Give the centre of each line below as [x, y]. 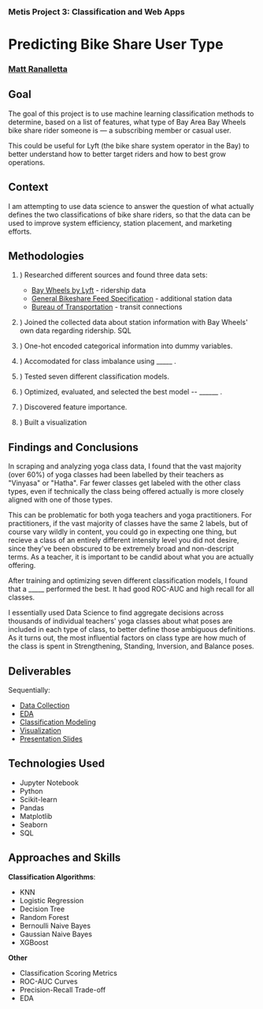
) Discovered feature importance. [73, 407]
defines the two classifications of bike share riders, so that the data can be [129, 215]
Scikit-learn [38, 799]
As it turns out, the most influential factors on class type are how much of [127, 638]
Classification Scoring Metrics [69, 973]
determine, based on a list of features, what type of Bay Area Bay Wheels [127, 121]
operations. [27, 162]
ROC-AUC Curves [48, 981]
